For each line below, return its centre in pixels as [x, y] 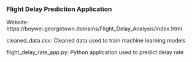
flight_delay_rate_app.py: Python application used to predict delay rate [95, 52]
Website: [17, 22]
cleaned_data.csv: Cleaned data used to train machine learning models [96, 41]
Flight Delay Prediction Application [59, 9]
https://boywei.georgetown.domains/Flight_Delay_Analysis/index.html [94, 29]
